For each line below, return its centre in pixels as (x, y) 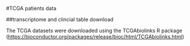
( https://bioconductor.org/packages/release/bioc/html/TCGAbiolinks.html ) (95, 37)
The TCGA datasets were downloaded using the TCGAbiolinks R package (94, 30)
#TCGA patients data (31, 8)
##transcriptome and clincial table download (60, 19)
